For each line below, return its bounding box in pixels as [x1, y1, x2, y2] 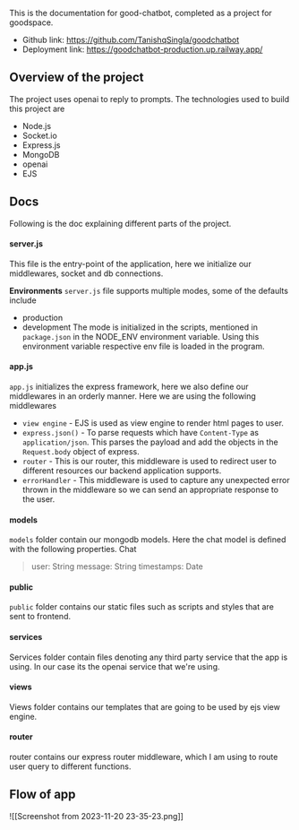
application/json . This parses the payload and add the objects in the [21, 437, 279, 447]
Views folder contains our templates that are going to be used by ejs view [9, 701, 280, 712]
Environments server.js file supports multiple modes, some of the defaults [9, 285, 289, 296]
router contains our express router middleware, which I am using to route [9, 752, 278, 763]
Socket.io [21, 130, 58, 141]
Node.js [21, 120, 52, 131]
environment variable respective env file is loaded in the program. [21, 341, 265, 351]
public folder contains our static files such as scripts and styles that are [9, 601, 275, 612]
